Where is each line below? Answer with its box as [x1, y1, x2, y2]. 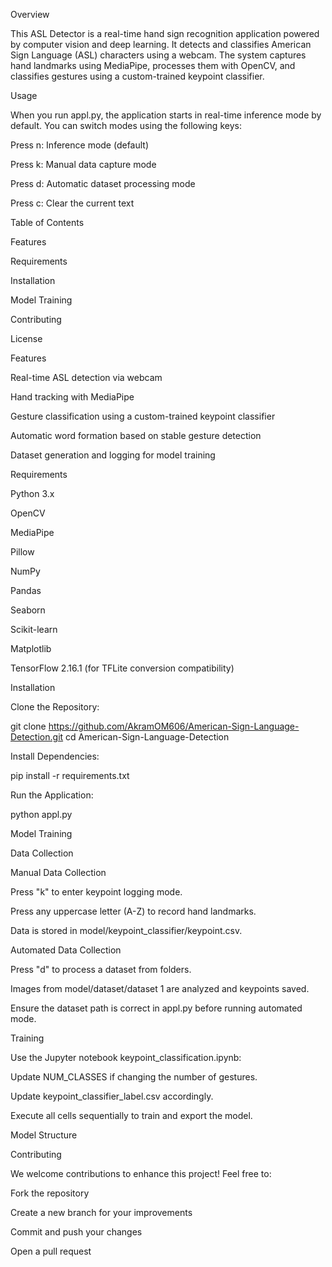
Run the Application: [10, 789, 94, 801]
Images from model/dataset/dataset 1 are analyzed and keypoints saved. [10, 983, 310, 994]
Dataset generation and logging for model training [10, 449, 216, 461]
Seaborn [10, 604, 46, 616]
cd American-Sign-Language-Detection [65, 731, 230, 743]
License [10, 333, 43, 344]
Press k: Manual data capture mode [10, 159, 157, 170]
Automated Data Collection [10, 944, 122, 956]
